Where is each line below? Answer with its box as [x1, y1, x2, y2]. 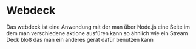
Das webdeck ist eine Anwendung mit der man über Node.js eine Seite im [6, 23, 190, 30]
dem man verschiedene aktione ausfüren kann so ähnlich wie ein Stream [6, 29, 188, 36]
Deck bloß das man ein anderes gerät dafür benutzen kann [6, 36, 154, 43]
